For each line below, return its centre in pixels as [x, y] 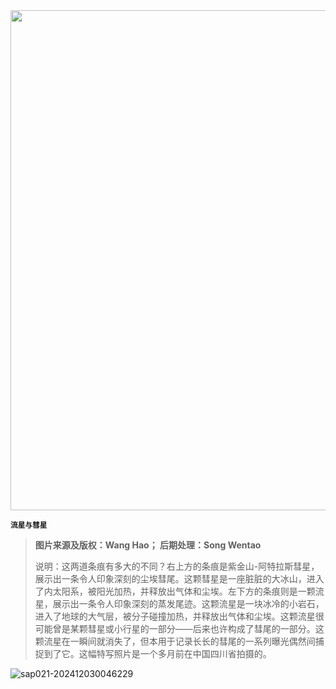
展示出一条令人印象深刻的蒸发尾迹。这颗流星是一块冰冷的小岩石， [188, 603]
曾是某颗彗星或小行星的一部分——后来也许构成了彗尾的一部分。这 [188, 628]
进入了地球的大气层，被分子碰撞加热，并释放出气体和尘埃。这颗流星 [175, 616]
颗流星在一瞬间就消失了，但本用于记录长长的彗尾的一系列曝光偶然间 [175, 641]
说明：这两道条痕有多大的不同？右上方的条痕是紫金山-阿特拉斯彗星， [177, 566]
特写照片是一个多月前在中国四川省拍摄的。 [184, 653]
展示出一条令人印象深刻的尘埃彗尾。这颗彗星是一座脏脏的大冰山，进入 [179, 578]
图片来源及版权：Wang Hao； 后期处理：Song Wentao [148, 545]
